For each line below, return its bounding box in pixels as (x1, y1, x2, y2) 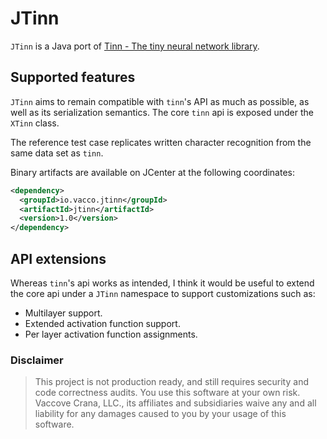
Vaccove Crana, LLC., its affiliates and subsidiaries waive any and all (34, 397, 317, 409)
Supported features (10, 69, 136, 86)
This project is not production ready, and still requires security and (34, 376, 309, 388)
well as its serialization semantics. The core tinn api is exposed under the (10, 106, 314, 118)
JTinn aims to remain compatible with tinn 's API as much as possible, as (10, 95, 310, 107)
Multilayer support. (24, 307, 103, 319)
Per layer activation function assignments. (24, 328, 198, 340)
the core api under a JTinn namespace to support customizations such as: (10, 287, 316, 299)
